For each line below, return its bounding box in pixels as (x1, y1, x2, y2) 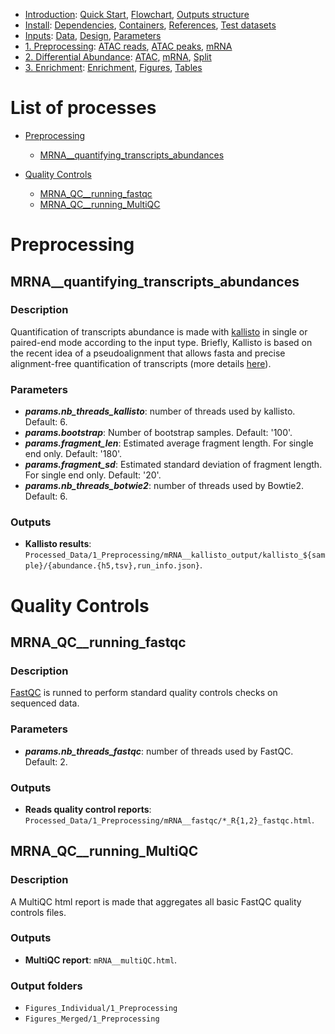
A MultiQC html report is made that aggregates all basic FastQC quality (10, 895, 302, 908)
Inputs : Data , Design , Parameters (24, 30, 162, 41)
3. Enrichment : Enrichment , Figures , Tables (24, 62, 203, 73)
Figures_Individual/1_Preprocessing (24, 1004, 178, 1014)
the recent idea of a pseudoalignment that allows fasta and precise (10, 347, 286, 359)
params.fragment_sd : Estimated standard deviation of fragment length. (24, 459, 323, 471)
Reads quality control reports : (24, 803, 152, 815)
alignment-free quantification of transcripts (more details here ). (10, 357, 272, 369)
